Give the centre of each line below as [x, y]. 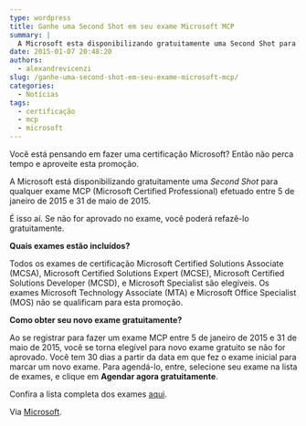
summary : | [30, 35]
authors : [26, 60]
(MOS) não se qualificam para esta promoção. [96, 302]
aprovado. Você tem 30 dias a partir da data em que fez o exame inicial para [153, 357]
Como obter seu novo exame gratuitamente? [96, 320]
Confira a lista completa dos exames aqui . [88, 394]
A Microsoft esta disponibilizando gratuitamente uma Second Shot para [157, 43]
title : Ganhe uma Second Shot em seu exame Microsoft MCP [122, 26]
